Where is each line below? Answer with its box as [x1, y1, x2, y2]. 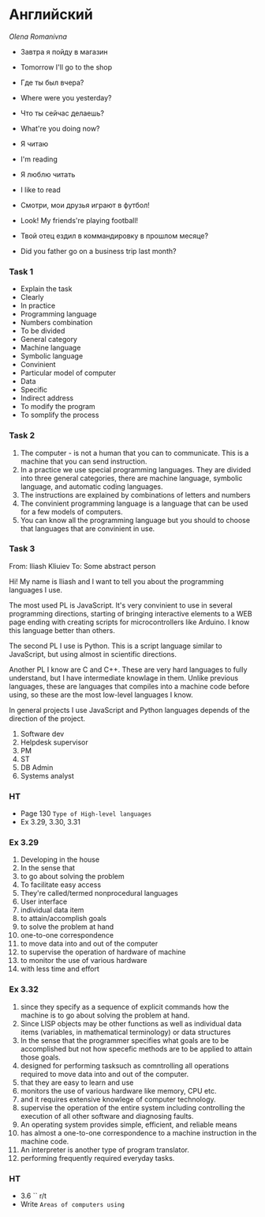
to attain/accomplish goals [20, 914, 107, 923]
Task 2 [9, 430, 35, 441]
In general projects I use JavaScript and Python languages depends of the [9, 705, 251, 715]
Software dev [20, 729, 65, 738]
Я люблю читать [20, 169, 76, 179]
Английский [9, 6, 93, 24]
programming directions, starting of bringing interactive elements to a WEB [9, 608, 252, 618]
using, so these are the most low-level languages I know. [9, 690, 194, 699]
